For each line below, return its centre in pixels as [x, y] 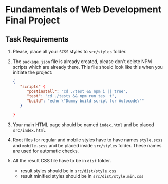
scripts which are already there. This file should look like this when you [88, 67]
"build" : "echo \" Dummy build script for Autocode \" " [85, 101]
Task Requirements [37, 39]
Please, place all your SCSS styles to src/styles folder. [70, 52]
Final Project [33, 20]
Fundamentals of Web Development [83, 9]
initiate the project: [33, 72]
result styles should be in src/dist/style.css [68, 171]
